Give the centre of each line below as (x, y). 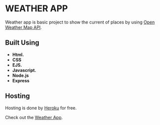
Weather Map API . (23, 27)
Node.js (20, 75)
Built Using (22, 43)
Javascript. (24, 70)
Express (21, 80)
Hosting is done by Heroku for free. (41, 108)
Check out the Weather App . (34, 117)
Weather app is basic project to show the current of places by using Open (80, 22)
